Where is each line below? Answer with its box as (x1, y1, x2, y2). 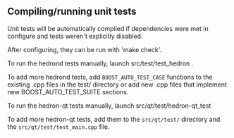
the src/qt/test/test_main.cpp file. (7, 123, 111, 131)
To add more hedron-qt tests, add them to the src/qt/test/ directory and (7, 115, 221, 123)
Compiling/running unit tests (7, 6, 137, 18)
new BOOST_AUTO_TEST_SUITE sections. (7, 87, 129, 96)
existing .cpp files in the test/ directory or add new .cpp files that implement (7, 80, 227, 89)
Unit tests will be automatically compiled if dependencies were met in (7, 24, 209, 32)
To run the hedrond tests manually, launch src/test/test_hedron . (7, 59, 194, 68)
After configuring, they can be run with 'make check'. (7, 45, 162, 54)
